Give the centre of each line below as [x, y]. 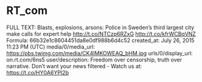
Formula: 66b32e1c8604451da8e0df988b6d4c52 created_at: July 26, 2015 [100, 40]
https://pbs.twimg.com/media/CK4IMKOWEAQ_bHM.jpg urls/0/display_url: [99, 53]
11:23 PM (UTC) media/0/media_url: [51, 47]
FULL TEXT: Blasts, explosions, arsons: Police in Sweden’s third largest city [100, 27]
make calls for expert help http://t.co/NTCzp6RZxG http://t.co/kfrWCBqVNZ [101, 33]
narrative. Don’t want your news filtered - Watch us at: [74, 66]
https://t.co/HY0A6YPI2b [37, 72]
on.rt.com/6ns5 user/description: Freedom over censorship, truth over [94, 60]
